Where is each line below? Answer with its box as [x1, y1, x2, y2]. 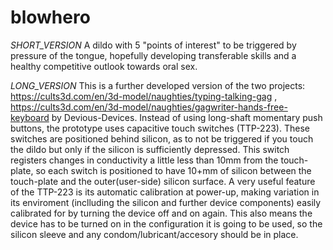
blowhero [10, 6, 91, 29]
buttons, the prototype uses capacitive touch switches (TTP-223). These [10, 122, 310, 134]
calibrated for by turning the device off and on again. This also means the [10, 207, 313, 219]
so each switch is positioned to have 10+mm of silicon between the [35, 164, 312, 176]
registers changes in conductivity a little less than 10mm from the [10, 154, 279, 166]
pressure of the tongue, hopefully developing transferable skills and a [10, 49, 297, 61]
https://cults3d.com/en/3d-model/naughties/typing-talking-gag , [10, 90, 278, 102]
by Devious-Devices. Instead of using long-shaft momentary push [51, 111, 323, 123]
